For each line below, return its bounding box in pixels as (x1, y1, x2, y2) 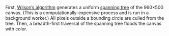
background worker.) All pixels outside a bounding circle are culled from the (5, 15, 164, 21)
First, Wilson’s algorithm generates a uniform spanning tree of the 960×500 (5, 5, 164, 10)
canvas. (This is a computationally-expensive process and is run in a (5, 10, 149, 16)
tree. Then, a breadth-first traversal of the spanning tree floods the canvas (5, 20, 162, 26)
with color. (5, 26, 27, 32)
